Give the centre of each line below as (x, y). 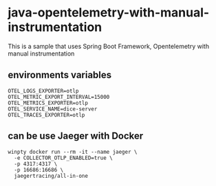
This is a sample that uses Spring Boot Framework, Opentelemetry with (108, 46)
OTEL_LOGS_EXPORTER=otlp (43, 91)
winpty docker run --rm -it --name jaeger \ (73, 152)
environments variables (60, 75)
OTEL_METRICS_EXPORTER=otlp (48, 103)
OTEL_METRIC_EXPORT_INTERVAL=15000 (59, 97)
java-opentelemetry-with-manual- (109, 13)
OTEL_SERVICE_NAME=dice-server (53, 109)
